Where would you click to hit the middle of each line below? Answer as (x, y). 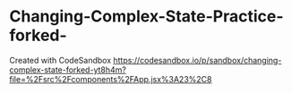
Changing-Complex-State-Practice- (146, 17)
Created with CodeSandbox (60, 60)
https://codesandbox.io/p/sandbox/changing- (198, 60)
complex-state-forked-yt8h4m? (68, 70)
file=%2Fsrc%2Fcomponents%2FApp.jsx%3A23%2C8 (111, 79)
